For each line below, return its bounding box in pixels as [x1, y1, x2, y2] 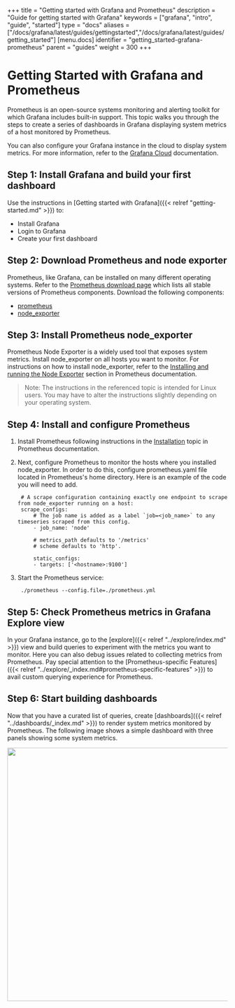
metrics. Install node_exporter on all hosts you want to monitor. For [7, 355, 199, 363]
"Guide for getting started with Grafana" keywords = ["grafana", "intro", [7, 13, 213, 22]
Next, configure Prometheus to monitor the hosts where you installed [17, 458, 217, 467]
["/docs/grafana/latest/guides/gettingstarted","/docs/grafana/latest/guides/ [7, 28, 225, 36]
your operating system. [24, 398, 92, 407]
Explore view [7, 617, 65, 628]
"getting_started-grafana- [128, 36, 203, 44]
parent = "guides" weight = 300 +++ [46, 43, 152, 51]
